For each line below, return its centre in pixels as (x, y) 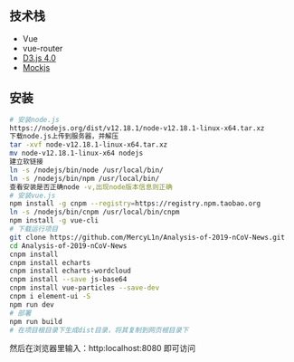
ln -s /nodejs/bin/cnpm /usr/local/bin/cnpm (95, 212)
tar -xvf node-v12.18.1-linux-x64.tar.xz (89, 145)
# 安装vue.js (33, 195)
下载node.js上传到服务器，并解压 (64, 137)
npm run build (36, 321)
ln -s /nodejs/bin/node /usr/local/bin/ (87, 170)
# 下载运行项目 (34, 229)
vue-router (43, 48)
